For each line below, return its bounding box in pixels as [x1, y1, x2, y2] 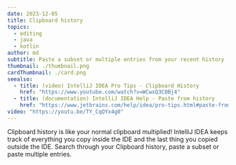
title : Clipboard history [7, 17, 83, 24]
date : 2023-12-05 [7, 10, 58, 18]
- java [13, 37, 33, 44]
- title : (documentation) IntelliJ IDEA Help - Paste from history [13, 95, 216, 103]
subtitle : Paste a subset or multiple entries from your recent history [7, 56, 225, 63]
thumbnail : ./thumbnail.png [7, 62, 90, 70]
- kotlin [13, 43, 39, 50]
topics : [7, 23, 30, 30]
